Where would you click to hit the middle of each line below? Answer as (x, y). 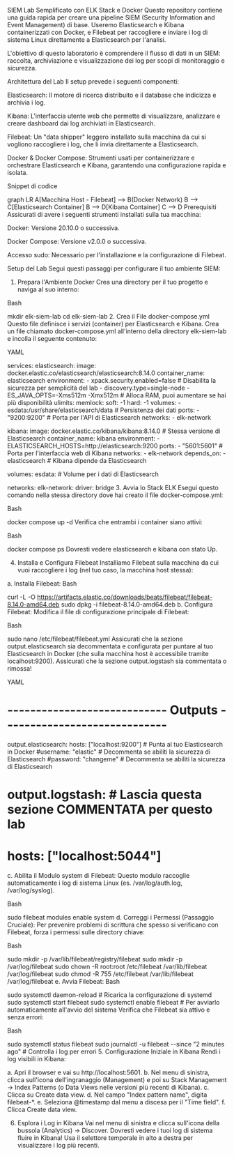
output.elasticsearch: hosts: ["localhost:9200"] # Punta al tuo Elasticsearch (115, 744)
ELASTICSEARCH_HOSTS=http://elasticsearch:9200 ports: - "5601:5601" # (115, 446)
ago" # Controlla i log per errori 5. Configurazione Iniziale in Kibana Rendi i (114, 1051)
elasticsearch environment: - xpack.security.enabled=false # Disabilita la (112, 380)
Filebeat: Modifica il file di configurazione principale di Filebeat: (98, 612)
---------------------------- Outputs (112, 710)
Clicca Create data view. (42, 1110)
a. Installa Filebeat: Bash (42, 584)
